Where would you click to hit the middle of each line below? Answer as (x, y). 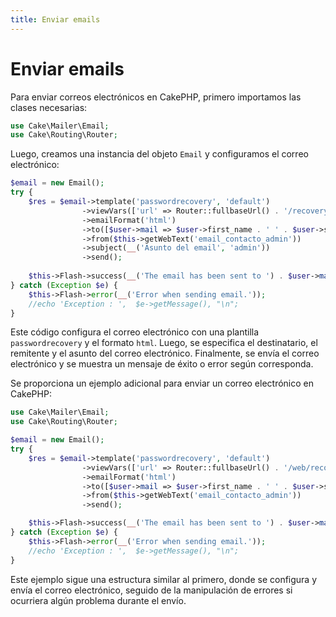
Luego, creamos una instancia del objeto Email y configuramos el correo (159, 154)
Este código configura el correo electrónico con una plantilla (135, 332)
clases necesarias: (49, 107)
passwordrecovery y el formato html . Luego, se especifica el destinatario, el (164, 343)
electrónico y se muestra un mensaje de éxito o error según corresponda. (162, 364)
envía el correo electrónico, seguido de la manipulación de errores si (151, 590)
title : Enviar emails (55, 19)
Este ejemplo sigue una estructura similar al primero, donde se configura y (164, 579)
